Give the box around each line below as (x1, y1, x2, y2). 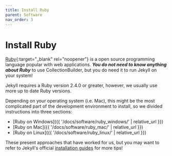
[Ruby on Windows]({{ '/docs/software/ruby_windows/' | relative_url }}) (12, 119, 163, 125)
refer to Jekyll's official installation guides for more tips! (5, 145, 123, 151)
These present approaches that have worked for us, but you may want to (5, 140, 160, 146)
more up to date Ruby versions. (5, 88, 72, 94)
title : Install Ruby (5, 7, 50, 13)
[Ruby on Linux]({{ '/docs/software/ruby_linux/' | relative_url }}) (12, 129, 146, 136)
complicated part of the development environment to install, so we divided (5, 103, 163, 109)
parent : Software (5, 12, 43, 17)
